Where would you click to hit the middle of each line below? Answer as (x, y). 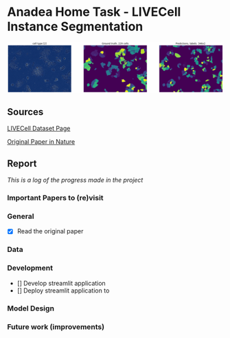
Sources (25, 112)
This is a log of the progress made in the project (75, 180)
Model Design (31, 308)
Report (22, 163)
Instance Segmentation (75, 27)
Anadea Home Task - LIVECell (94, 12)
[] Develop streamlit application (61, 283)
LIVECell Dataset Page (39, 129)
